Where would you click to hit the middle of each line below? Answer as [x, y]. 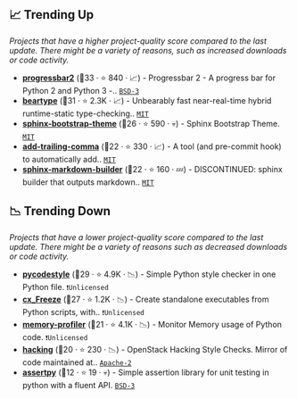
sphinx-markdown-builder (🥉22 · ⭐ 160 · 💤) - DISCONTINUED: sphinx [152, 169]
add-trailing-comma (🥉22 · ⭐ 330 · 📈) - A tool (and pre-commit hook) [152, 146]
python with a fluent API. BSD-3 [78, 385]
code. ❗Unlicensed [55, 337]
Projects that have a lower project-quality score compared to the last [136, 237]
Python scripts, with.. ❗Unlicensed [83, 312]
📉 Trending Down [60, 211]
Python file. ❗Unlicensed [65, 287]
